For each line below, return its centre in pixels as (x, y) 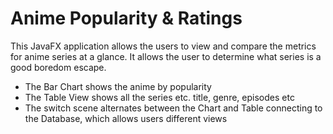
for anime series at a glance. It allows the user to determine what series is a (166, 56)
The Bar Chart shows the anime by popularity (118, 86)
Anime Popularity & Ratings (126, 18)
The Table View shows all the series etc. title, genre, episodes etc (159, 97)
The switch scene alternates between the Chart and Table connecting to (173, 108)
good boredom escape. (58, 67)
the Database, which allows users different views (126, 118)
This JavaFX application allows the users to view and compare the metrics (163, 46)
